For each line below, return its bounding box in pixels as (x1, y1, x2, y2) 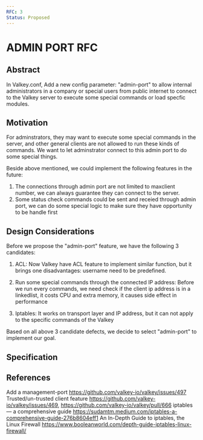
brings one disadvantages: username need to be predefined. (14, 267, 167, 275)
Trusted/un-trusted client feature (6, 395, 88, 402)
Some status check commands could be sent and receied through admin (14, 196, 196, 203)
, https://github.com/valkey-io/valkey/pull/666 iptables (57, 401, 193, 409)
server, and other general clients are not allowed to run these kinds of (6, 140, 179, 147)
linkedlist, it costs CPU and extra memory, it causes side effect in (14, 292, 177, 299)
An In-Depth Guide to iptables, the (99, 415, 185, 422)
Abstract (6, 65, 40, 75)
